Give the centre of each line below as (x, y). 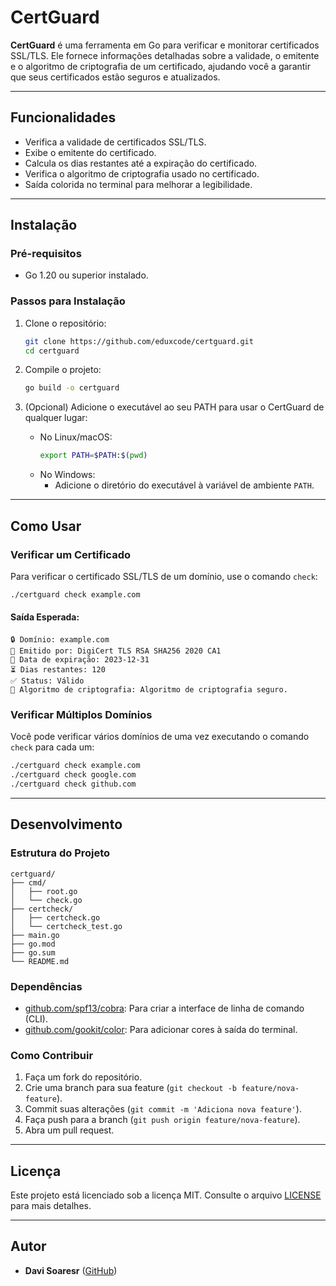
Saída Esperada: (45, 617)
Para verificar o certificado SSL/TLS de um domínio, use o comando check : (164, 576)
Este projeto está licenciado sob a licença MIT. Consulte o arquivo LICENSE (166, 1195)
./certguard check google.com (73, 775)
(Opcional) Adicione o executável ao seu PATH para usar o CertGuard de (174, 407)
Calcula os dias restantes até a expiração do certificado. (141, 163)
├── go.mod (33, 944)
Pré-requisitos (46, 254)
